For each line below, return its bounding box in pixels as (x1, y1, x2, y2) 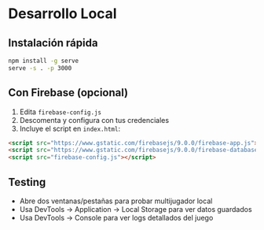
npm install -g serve (8, 57, 79, 65)
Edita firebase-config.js (19, 107, 102, 117)
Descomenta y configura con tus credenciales (19, 115, 170, 124)
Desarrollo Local (8, 5, 117, 23)
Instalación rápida (8, 36, 98, 50)
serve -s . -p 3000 (8, 64, 72, 72)
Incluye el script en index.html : (19, 124, 120, 133)
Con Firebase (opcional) (8, 86, 129, 99)
